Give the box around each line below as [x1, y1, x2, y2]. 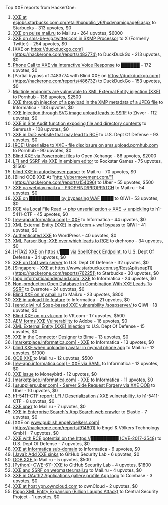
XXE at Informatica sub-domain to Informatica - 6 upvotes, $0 [12, 446, 140, 452]
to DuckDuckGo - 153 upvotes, [98, 78, 161, 84]
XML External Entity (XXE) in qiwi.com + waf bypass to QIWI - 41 [12, 222, 146, 228]
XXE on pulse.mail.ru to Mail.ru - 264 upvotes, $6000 [12, 30, 123, 36]
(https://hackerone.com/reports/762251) [12, 270, 96, 276]
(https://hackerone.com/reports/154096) [12, 179, 97, 185]
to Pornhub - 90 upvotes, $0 [12, 148, 72, 153]
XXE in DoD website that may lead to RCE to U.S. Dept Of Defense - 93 [12, 132, 159, 137]
